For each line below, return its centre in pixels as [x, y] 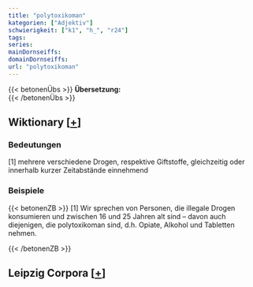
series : [21, 45]
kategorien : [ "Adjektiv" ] [50, 23]
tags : [17, 37]
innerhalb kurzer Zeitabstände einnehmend [78, 170]
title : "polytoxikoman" [47, 15]
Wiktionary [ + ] [45, 123]
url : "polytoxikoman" [44, 67]
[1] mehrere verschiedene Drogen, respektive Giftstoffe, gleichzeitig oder [126, 162]
